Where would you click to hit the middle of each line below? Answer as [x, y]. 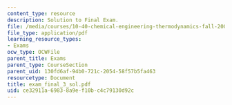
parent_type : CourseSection [48, 65]
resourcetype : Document [41, 78]
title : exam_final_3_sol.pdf [49, 84]
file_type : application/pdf [48, 33]
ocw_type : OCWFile [33, 52]
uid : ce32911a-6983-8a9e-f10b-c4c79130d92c [71, 90]
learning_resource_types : [44, 39]
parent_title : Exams [37, 59]
